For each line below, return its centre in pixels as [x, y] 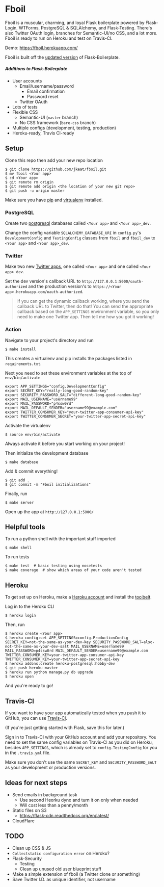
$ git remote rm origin [29, 182]
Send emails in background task [45, 795]
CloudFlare [23, 821]
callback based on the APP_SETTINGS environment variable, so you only [88, 312]
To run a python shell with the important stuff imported [60, 539]
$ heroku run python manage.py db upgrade [49, 672]
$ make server [20, 502]
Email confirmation [46, 91]
